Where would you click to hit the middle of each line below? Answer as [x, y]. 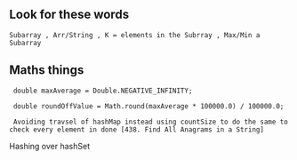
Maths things [47, 70]
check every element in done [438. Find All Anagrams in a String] [137, 129]
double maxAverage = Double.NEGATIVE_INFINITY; [103, 91]
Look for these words [69, 15]
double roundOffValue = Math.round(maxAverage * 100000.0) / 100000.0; [148, 106]
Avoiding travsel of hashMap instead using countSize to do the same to [151, 122]
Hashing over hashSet [50, 146]
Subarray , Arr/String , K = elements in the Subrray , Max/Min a [135, 35]
